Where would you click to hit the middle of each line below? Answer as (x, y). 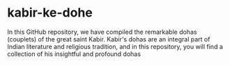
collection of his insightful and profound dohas (74, 54)
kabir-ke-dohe (50, 13)
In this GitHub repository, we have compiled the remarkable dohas (102, 32)
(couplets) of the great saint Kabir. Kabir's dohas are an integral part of (109, 39)
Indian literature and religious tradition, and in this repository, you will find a (115, 46)
